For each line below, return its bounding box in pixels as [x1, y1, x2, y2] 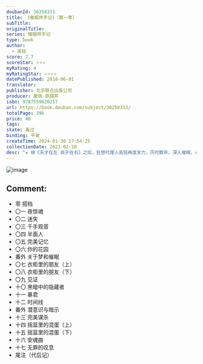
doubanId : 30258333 [6, 8, 56, 15]
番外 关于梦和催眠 [14, 253, 59, 261]
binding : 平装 [6, 132, 40, 139]
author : [6, 43, 26, 49]
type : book [6, 37, 34, 43]
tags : [6, 122, 20, 128]
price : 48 [6, 115, 31, 122]
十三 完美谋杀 [14, 314, 49, 321]
